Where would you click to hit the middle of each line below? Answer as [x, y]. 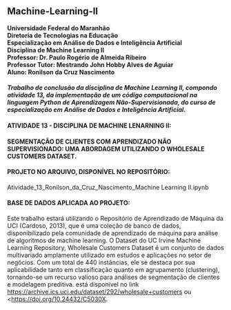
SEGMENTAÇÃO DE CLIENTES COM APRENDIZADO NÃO [89, 142]
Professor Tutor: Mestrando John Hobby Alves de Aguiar [90, 64]
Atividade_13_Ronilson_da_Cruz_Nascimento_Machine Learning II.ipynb [108, 187]
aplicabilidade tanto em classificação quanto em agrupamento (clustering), [113, 270]
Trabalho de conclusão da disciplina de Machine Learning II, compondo [112, 88]
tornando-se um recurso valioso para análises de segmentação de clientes [113, 277]
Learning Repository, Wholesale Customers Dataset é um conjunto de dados [115, 248]
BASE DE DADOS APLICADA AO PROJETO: [69, 203]
